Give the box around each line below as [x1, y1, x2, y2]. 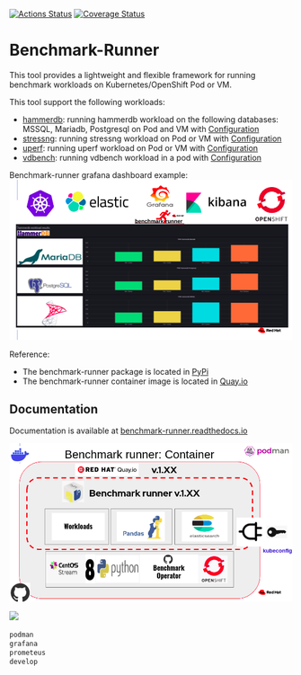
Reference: [9, 349, 50, 360]
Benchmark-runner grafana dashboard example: [9, 169, 189, 180]
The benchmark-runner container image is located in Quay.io [22, 376, 249, 386]
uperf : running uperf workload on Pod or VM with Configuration [22, 142, 259, 153]
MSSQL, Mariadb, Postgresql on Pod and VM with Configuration [22, 123, 260, 134]
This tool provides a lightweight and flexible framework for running [9, 69, 256, 80]
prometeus [9, 648, 47, 658]
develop [9, 657, 39, 667]
